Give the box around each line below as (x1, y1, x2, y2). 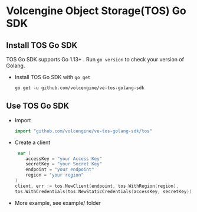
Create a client (14, 139, 51, 146)
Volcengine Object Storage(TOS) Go (6, 4, 187, 18)
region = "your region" (25, 172, 84, 178)
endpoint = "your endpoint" (25, 167, 94, 172)
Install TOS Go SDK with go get (14, 74, 91, 80)
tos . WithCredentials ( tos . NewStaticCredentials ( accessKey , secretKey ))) (14, 188, 195, 194)
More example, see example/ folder (14, 199, 101, 206)
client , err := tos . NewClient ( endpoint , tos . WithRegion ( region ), (14, 183, 179, 189)
